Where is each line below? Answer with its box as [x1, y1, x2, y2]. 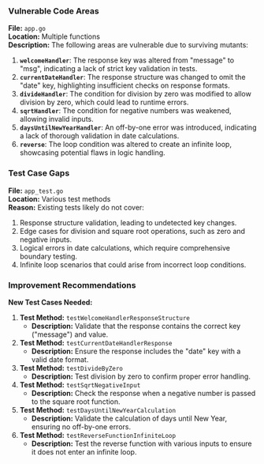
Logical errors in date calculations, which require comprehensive [19, 243, 231, 252]
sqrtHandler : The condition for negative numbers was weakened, [19, 106, 232, 115]
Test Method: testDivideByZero [19, 363, 124, 372]
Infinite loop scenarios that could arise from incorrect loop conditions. [19, 259, 247, 270]
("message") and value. [31, 330, 109, 339]
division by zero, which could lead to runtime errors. [19, 97, 189, 108]
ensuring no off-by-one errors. [31, 421, 132, 432]
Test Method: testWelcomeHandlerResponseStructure [19, 312, 191, 322]
